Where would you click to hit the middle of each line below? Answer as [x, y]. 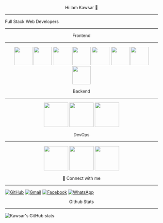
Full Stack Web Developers [32, 21]
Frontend [81, 36]
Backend [81, 91]
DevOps [81, 135]
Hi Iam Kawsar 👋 [81, 8]
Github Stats [81, 202]
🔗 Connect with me [81, 178]
